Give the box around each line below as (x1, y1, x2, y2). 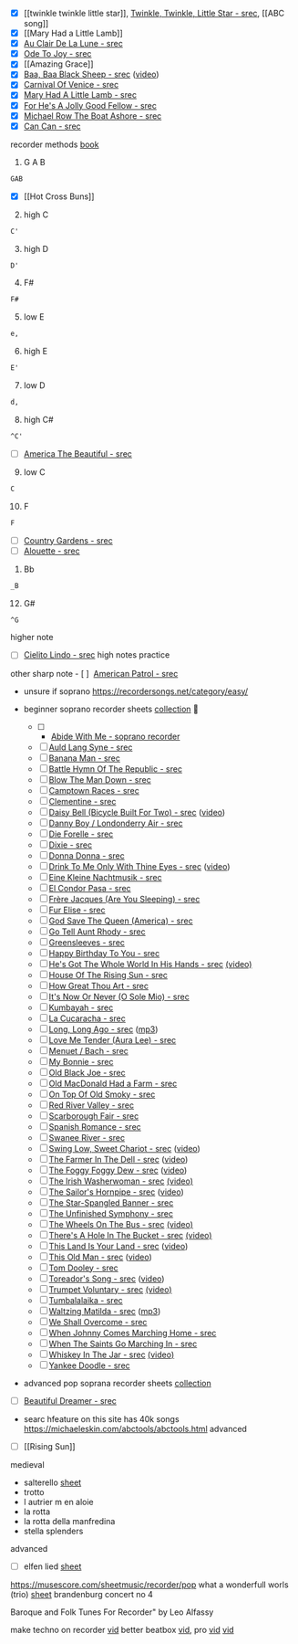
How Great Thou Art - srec (48, 980, 149, 991)
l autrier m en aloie (23, 1496, 94, 1507)
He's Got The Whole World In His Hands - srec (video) (48, 958, 252, 969)
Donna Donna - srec (48, 849, 126, 861)
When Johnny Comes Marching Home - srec (48, 1327, 217, 1338)
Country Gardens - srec (23, 534, 113, 546)
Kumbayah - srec (48, 1002, 114, 1013)
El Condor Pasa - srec (48, 882, 131, 893)
